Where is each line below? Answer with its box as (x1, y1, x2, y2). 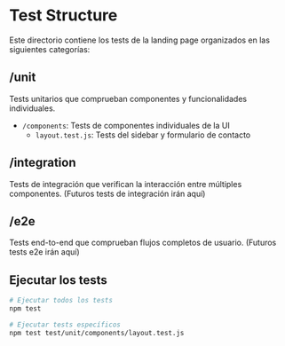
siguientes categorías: (9, 43, 91, 54)
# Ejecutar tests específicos (9, 320, 122, 329)
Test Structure (9, 5, 118, 26)
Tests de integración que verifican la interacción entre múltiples (9, 178, 242, 189)
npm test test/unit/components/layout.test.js (9, 328, 185, 337)
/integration (9, 155, 76, 170)
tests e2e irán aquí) (9, 247, 80, 257)
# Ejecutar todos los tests (9, 296, 114, 305)
